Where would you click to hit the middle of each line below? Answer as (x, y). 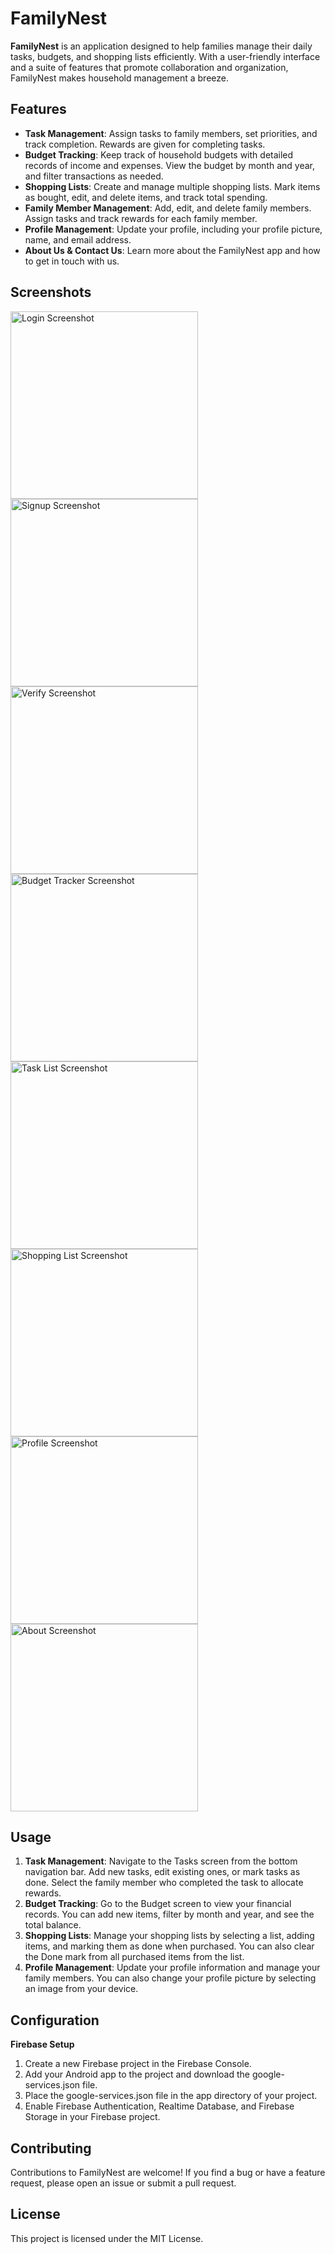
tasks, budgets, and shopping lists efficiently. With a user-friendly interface (165, 56)
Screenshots (51, 292)
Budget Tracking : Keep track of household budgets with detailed (159, 154)
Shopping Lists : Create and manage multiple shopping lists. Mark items (172, 186)
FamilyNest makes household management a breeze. (119, 78)
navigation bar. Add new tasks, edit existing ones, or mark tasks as (162, 1872)
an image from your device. (81, 1989)
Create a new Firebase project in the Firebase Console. (138, 2064)
